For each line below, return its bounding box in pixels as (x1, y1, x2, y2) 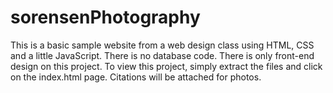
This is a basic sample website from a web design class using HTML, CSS (10, 39, 315, 51)
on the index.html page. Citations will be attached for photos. (10, 71, 262, 83)
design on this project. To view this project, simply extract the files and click (10, 60, 323, 72)
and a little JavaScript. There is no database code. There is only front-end (10, 49, 315, 61)
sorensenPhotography (10, 6, 201, 29)
